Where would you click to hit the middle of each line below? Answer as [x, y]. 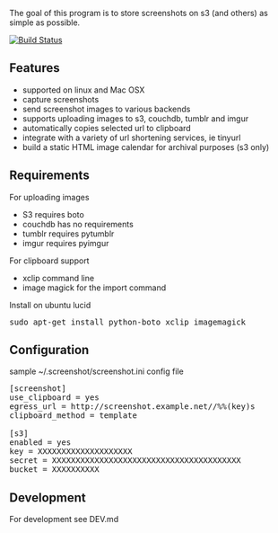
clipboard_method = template [73, 416]
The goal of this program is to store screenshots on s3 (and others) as [139, 13]
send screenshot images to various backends [106, 109]
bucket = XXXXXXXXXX [55, 470]
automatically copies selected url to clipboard [106, 128]
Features [35, 68]
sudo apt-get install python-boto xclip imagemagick [128, 322]
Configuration [49, 350]
